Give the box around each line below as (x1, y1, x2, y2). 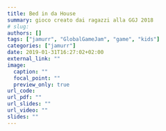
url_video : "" (7, 107, 49, 114)
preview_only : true (13, 81, 70, 88)
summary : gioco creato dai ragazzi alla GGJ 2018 (7, 17, 154, 24)
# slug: (7, 23, 30, 30)
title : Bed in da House (7, 10, 76, 17)
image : (7, 62, 26, 69)
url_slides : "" (7, 101, 51, 107)
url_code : (7, 87, 36, 94)
